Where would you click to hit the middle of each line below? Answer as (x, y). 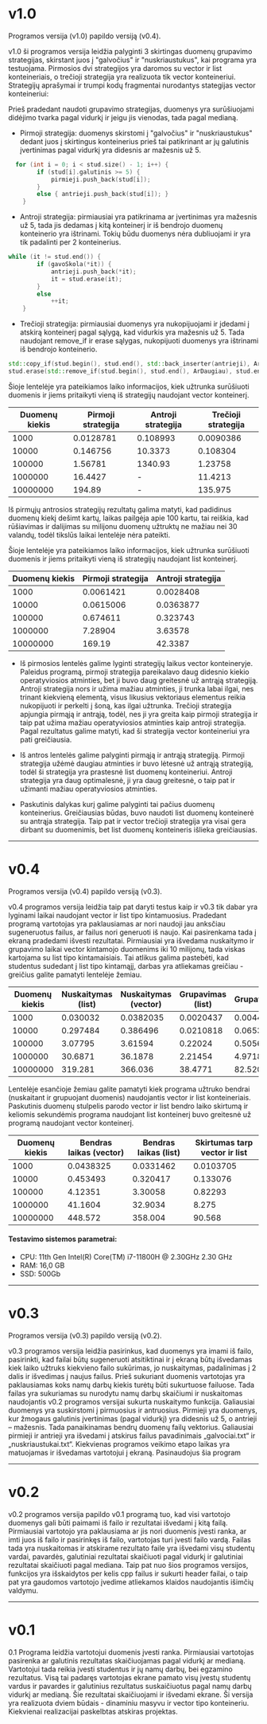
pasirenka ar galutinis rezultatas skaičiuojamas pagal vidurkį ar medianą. (127, 1660)
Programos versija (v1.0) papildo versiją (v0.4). (85, 36)
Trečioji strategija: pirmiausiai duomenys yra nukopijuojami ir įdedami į (135, 324)
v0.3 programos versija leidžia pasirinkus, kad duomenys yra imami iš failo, (131, 1351)
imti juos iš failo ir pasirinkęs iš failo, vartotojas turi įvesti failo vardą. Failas (130, 1539)
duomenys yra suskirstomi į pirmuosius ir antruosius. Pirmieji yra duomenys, (133, 1410)
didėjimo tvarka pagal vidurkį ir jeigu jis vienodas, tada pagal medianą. (123, 117)
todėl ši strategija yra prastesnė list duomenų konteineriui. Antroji (126, 772)
